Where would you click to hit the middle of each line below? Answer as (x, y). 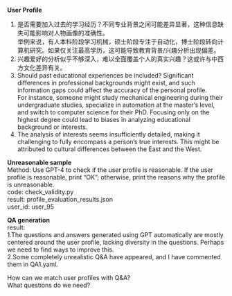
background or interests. (52, 127)
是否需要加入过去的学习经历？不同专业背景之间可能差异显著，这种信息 (117, 24)
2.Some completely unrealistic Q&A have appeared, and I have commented (114, 257)
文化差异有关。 (45, 68)
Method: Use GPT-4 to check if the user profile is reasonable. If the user (110, 170)
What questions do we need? (49, 285)
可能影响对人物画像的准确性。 (66, 33)
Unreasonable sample (39, 163)
